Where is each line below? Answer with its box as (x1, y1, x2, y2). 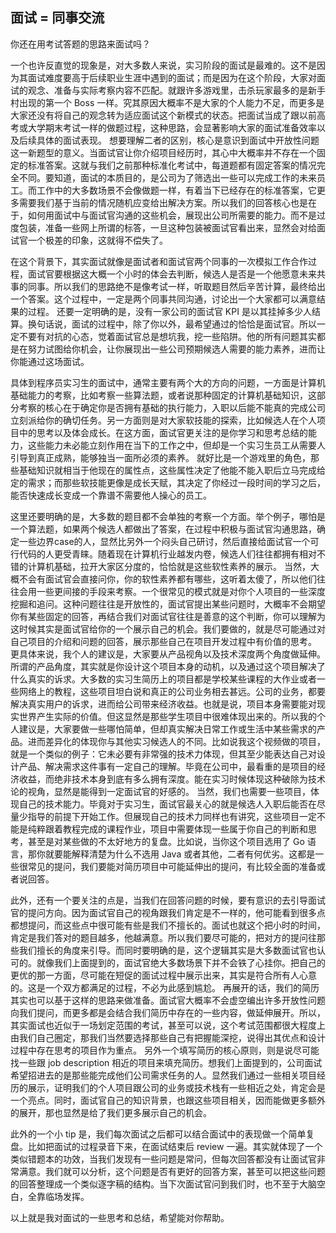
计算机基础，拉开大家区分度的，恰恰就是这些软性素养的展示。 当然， (27, 560, 311, 572)
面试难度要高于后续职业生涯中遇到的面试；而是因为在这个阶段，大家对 (27, 71, 317, 83)
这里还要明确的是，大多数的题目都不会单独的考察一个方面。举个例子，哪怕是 (10, 510, 326, 522)
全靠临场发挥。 (27, 1190, 90, 1202)
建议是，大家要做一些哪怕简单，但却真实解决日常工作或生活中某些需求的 (18, 723, 317, 735)
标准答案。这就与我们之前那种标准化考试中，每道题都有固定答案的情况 (27, 159, 317, 171)
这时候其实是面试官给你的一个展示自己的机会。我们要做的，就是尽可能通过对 (10, 623, 326, 635)
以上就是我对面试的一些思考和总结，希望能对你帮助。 (10, 1211, 230, 1223)
